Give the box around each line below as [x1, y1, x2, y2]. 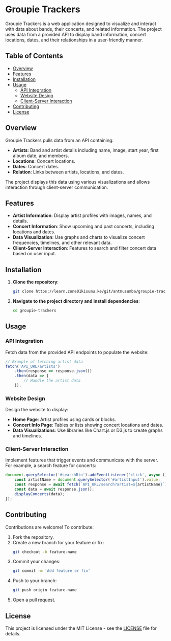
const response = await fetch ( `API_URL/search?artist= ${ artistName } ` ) [14, 482, 167, 487]
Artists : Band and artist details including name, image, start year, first [12, 147, 159, 153]
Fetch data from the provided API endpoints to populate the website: [5, 349, 149, 355]
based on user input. [12, 251, 56, 257]
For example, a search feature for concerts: [5, 462, 97, 469]
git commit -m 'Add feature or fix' [12, 568, 91, 573]
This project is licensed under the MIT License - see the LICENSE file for [5, 625, 157, 631]
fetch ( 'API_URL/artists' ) [5, 364, 60, 369]
